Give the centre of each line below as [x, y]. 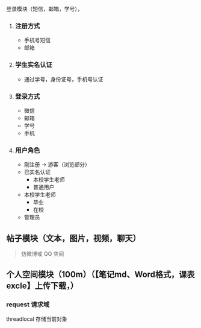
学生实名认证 [33, 65]
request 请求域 [28, 304]
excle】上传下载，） [42, 286]
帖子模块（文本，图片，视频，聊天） [73, 238]
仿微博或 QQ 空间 [42, 254]
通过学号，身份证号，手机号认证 [63, 79]
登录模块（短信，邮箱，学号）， [45, 9]
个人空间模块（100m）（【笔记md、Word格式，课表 [100, 275]
